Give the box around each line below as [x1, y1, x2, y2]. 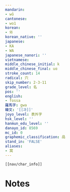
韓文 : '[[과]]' [5, 107, 34, 113]
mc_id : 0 [5, 130, 23, 135]
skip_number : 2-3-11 [5, 80, 47, 85]
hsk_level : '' [5, 116, 34, 121]
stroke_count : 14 [5, 71, 40, 76]
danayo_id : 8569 [5, 125, 38, 130]
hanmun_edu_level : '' [5, 121, 49, 126]
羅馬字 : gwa [5, 103, 27, 108]
